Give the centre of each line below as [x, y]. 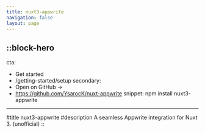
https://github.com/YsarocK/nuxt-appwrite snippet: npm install [94, 94]
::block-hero [31, 48]
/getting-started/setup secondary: [58, 81]
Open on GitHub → [39, 87]
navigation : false [30, 18]
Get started [29, 74]
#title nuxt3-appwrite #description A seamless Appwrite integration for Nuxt [102, 118]
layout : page [23, 23]
